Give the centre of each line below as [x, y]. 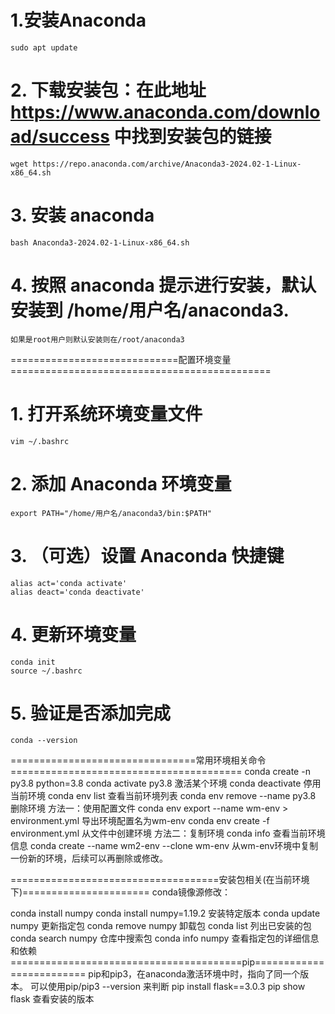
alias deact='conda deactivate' [77, 592]
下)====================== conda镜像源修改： [120, 892]
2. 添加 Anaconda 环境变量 [121, 483]
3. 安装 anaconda [82, 215]
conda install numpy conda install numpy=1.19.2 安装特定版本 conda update [165, 913]
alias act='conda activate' [69, 583]
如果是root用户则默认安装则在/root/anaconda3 [97, 339]
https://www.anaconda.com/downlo [165, 112]
